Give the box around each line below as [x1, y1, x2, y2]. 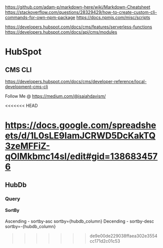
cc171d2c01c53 [90, 238, 120, 244]
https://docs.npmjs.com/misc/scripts [76, 15, 150, 20]
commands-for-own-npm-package [5, 15, 75, 20]
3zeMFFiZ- [5, 141, 50, 152]
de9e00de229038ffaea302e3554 [90, 233, 158, 239]
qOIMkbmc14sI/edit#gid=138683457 [5, 151, 158, 162]
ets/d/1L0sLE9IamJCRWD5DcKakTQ [5, 130, 156, 141]
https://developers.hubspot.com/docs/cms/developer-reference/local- [5, 79, 147, 84]
